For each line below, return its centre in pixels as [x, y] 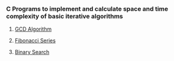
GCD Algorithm [33, 29]
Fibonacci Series [35, 41]
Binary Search [32, 52]
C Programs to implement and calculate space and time [87, 9]
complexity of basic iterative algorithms [65, 16]
